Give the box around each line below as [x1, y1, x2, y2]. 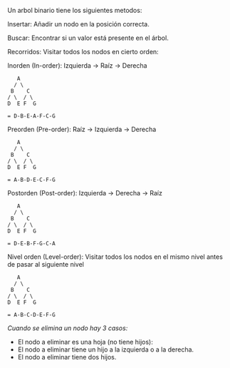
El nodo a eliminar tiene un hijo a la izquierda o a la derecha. [17, 345, 194, 354]
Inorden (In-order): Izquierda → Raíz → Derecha [7, 61, 147, 70]
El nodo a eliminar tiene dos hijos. [17, 353, 117, 361]
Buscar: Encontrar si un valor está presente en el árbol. [7, 34, 169, 42]
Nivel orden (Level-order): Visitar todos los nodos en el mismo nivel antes [7, 252, 223, 261]
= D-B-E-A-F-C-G [7, 113, 56, 120]
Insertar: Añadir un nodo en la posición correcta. [7, 20, 150, 28]
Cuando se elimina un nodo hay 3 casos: [7, 324, 128, 332]
